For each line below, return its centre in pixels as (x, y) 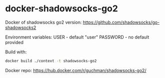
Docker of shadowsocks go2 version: (44, 22)
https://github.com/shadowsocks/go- (121, 22)
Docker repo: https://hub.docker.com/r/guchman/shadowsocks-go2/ (76, 70)
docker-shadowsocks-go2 (62, 9)
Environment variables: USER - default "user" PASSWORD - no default (77, 37)
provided (14, 42)
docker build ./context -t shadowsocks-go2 (51, 61)
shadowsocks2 (21, 27)
